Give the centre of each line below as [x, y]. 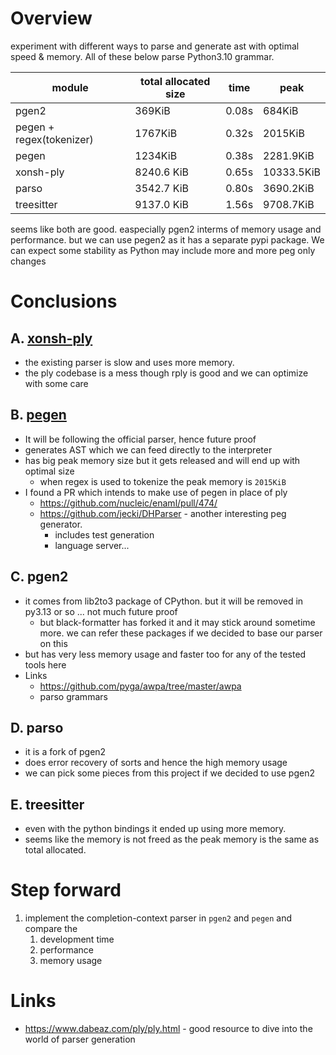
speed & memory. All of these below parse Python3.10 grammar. [142, 56]
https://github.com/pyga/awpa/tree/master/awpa [140, 686]
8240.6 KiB [162, 172]
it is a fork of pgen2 [65, 752]
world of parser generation [80, 1039]
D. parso [37, 727]
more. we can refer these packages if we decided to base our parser [181, 633]
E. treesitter [47, 804]
